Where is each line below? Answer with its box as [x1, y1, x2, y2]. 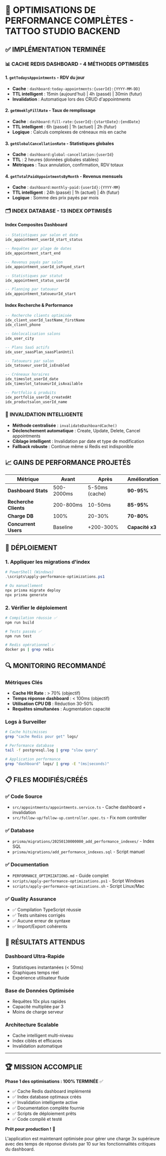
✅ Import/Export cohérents [12, 924, 68, 929]
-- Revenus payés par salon [5, 260, 63, 265]
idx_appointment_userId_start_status [5, 237, 83, 242]
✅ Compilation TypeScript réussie [12, 907, 82, 913]
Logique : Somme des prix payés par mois [12, 195, 99, 201]
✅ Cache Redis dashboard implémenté [12, 1088, 91, 1095]
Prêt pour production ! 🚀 [5, 1126, 56, 1132]
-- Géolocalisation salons [5, 332, 61, 337]
